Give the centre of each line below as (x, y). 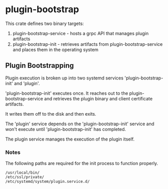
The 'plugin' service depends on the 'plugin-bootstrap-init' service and (80, 124)
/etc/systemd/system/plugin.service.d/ (48, 182)
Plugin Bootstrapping (39, 65)
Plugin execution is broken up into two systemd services (64, 78)
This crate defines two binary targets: (45, 23)
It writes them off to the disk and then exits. (51, 114)
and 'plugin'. (27, 83)
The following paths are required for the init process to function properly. (82, 164)
